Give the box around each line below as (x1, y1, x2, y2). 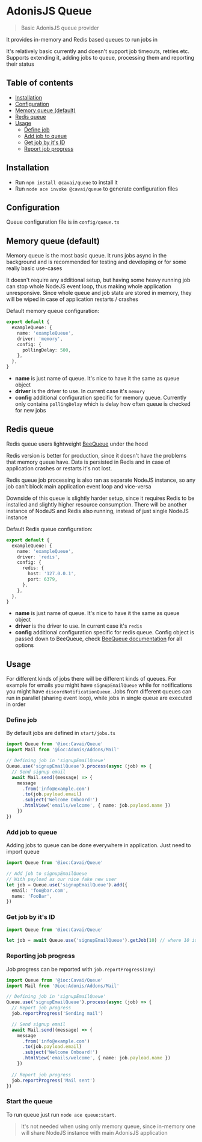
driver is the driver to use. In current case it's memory (14, 388, 145, 395)
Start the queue (6, 1097, 53, 1106)
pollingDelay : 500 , (22, 347, 71, 353)
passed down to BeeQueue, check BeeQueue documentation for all (14, 635, 182, 643)
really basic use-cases (6, 265, 63, 272)
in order (6, 701, 26, 708)
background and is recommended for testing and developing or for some (6, 258, 186, 266)
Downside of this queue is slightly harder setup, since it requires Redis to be (6, 494, 195, 502)
